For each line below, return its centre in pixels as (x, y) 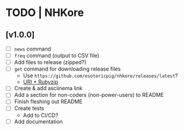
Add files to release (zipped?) (50, 62)
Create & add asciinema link (48, 88)
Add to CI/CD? (41, 115)
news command (32, 49)
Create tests (29, 108)
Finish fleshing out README (48, 102)
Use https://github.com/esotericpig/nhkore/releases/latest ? (101, 76)
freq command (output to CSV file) (57, 56)
